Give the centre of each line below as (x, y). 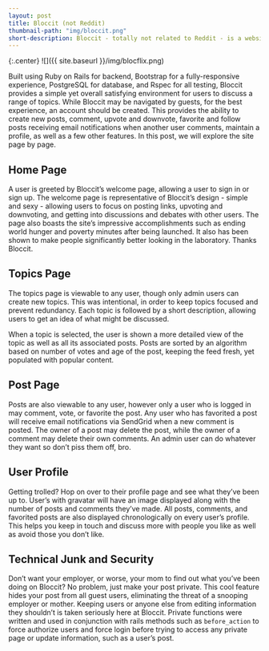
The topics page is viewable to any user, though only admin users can (124, 293)
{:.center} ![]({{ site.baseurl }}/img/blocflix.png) (86, 61)
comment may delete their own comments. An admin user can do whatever (132, 439)
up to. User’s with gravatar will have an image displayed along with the (124, 500)
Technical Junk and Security (81, 559)
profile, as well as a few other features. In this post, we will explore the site (131, 136)
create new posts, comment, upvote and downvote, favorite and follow (125, 119)
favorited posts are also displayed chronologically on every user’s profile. (129, 517)
